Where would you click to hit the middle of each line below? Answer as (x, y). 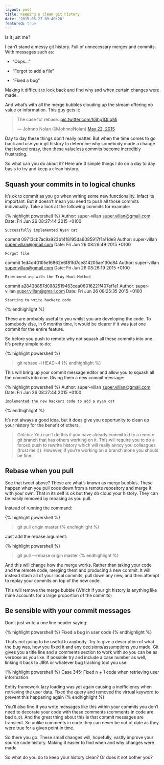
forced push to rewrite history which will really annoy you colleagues (86, 445)
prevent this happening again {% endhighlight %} (55, 697)
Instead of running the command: (39, 508)
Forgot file (17, 254)
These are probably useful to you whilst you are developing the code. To (78, 319)
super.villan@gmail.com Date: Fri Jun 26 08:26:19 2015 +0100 (68, 268)
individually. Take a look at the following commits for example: (68, 207)
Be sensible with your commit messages (68, 611)
